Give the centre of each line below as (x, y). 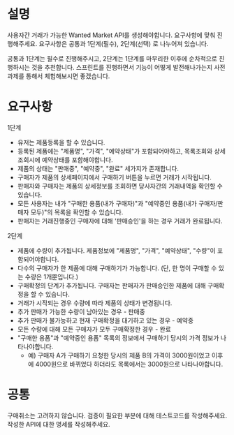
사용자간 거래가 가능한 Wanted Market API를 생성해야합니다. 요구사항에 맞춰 (111, 35)
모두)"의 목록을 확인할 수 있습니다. (77, 212)
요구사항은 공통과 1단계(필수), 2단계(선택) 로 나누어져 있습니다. (124, 43)
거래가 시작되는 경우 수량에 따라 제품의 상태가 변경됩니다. (95, 303)
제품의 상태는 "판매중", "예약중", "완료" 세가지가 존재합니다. (98, 168)
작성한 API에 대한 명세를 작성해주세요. (59, 424)
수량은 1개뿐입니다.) (52, 277)
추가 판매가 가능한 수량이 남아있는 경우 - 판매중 (81, 311)
